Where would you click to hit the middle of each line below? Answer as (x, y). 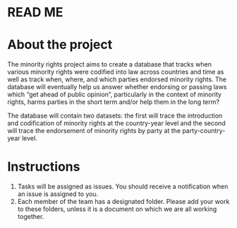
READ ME (35, 12)
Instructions (44, 167)
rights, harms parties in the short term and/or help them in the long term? (114, 102)
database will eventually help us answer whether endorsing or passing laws (117, 87)
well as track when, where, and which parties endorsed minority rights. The (117, 79)
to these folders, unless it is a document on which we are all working (117, 209)
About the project (60, 45)
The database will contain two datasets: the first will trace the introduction (115, 116)
